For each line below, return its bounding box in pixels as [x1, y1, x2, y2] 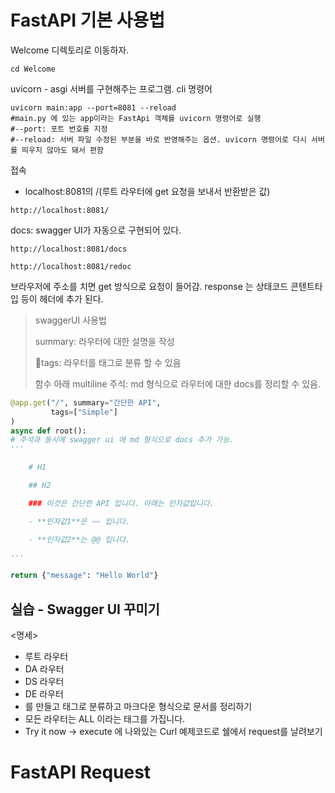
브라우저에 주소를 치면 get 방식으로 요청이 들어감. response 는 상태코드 [10, 280, 289, 292]
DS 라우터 [24, 676, 65, 688]
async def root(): [10, 426, 87, 436]
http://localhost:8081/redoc [10, 261, 132, 271]
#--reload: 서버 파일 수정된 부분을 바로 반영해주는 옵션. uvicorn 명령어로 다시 [10, 134, 307, 145]
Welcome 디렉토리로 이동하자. [10, 44, 130, 56]
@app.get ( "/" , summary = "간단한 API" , [10, 397, 162, 408]
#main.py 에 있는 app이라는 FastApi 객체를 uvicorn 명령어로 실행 [10, 113, 262, 123]
